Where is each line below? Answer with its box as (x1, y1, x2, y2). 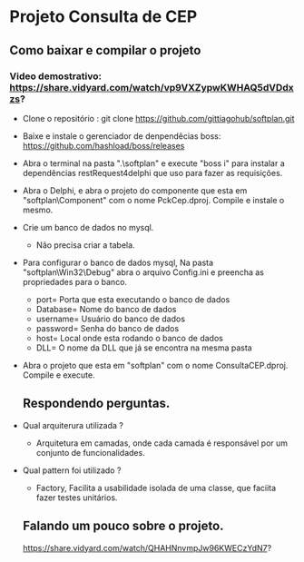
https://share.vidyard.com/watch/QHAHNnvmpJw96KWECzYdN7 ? (22, 542, 272, 553)
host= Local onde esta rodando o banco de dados (35, 332, 224, 343)
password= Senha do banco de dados (35, 322, 180, 333)
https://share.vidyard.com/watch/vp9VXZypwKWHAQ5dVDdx (9, 81, 295, 94)
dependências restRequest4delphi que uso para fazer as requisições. (22, 167, 283, 178)
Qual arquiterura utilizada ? (22, 419, 124, 430)
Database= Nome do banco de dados (35, 303, 177, 314)
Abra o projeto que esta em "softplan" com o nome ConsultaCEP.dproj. (22, 360, 289, 370)
